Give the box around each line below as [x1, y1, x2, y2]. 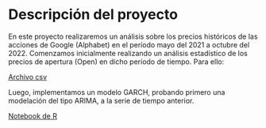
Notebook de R [8, 111, 58, 120]
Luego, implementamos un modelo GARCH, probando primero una [8, 87, 226, 96]
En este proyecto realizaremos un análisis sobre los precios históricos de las [8, 32, 258, 41]
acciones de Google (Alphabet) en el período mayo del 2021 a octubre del [8, 40, 250, 49]
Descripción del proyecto [8, 6, 179, 24]
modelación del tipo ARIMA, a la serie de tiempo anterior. [8, 96, 195, 105]
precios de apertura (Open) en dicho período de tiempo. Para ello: [8, 57, 225, 66]
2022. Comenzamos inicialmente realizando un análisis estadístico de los [8, 48, 248, 58]
